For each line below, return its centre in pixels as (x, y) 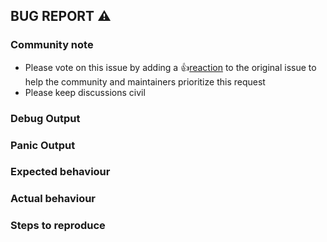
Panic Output (43, 145)
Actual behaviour (53, 199)
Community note (52, 45)
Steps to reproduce (58, 226)
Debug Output (45, 118)
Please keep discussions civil (85, 92)
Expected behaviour (60, 172)
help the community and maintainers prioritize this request (145, 81)
